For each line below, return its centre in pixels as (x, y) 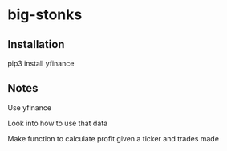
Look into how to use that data (58, 123)
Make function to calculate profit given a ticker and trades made (113, 138)
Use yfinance (30, 107)
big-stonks (45, 15)
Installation (36, 44)
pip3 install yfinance (41, 63)
